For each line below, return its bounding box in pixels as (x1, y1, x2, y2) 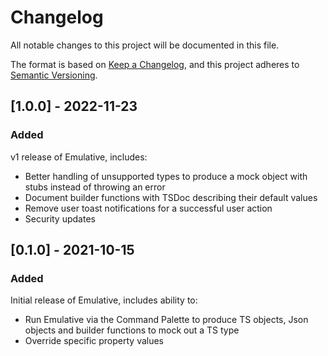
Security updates (24, 212, 96, 225)
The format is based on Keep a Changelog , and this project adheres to (10, 58, 300, 70)
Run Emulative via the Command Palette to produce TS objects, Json (24, 314, 309, 326)
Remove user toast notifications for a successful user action (24, 202, 273, 214)
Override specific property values (24, 335, 165, 347)
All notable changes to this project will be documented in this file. (10, 39, 280, 51)
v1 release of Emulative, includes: (10, 151, 148, 163)
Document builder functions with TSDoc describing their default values (24, 191, 318, 203)
